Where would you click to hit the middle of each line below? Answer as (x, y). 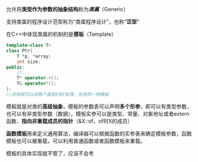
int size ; (29, 62)
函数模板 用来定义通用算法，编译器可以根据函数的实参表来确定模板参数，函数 (99, 133)
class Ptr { (19, 50)
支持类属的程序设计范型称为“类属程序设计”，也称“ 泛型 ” (73, 22)
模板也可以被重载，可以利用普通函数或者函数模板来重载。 (76, 141)
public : (16, 67)
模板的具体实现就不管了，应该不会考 (50, 153)
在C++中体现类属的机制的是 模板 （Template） (61, 34)
